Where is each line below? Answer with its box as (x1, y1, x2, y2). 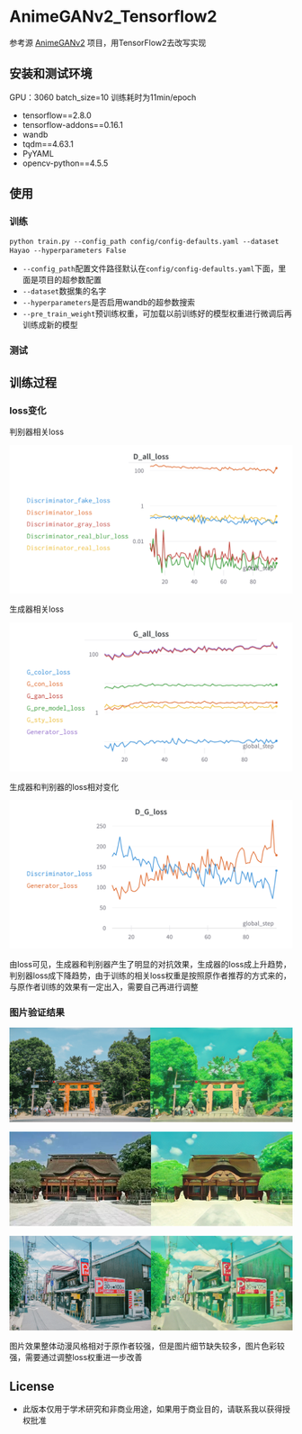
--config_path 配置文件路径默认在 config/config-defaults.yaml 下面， (22, 263, 279, 274)
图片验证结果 (9, 1006, 66, 1019)
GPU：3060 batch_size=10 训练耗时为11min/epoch (9, 92, 197, 103)
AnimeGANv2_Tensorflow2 (9, 6, 218, 27)
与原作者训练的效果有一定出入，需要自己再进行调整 (9, 981, 199, 992)
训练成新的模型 (22, 320, 78, 331)
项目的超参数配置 (38, 275, 102, 286)
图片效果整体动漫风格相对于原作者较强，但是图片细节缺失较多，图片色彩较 (9, 1340, 285, 1352)
